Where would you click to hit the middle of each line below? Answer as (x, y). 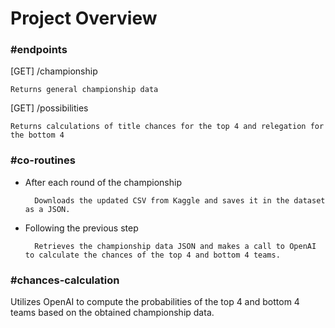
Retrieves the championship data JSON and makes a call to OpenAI (175, 246)
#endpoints (39, 50)
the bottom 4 (37, 135)
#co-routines (43, 160)
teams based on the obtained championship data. (112, 313)
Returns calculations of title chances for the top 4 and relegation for (167, 127)
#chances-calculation (65, 280)
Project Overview (84, 18)
